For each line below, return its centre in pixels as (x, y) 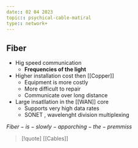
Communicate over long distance (66, 95)
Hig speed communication (48, 63)
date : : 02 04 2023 (30, 12)
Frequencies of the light (55, 69)
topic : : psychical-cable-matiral (49, 18)
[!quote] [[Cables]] (45, 139)
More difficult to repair (53, 89)
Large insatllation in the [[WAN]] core (62, 102)
